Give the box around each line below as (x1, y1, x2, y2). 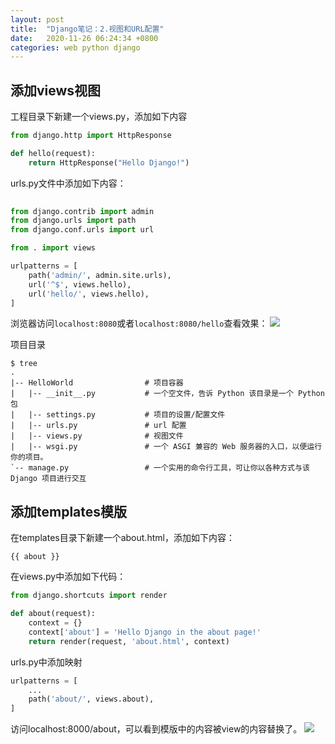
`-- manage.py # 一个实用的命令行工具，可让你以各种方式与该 (10, 463, 310, 473)
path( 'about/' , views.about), (28, 694, 155, 705)
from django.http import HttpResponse (10, 131, 172, 141)
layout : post (10, 14, 65, 25)
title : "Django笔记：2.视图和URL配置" (10, 24, 165, 34)
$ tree (10, 359, 38, 369)
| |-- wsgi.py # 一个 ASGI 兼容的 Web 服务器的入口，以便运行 (10, 442, 323, 452)
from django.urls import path (10, 216, 137, 226)
